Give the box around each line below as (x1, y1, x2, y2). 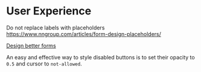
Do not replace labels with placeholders (6, 24, 105, 31)
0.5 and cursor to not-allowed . (6, 60, 83, 67)
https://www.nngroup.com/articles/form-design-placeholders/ (6, 30, 162, 37)
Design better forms (6, 42, 56, 49)
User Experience (6, 4, 92, 18)
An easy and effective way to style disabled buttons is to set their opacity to (6, 53, 195, 61)
